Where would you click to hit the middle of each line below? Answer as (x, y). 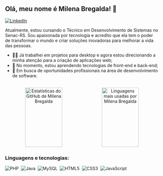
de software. (25, 75)
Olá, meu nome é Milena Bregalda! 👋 (61, 9)
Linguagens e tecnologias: (37, 158)
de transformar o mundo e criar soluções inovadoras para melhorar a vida (79, 40)
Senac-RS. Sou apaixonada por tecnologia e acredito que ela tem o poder (79, 35)
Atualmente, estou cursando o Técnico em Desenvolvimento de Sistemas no (82, 30)
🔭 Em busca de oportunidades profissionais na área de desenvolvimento (85, 70)
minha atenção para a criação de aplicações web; (62, 60)
